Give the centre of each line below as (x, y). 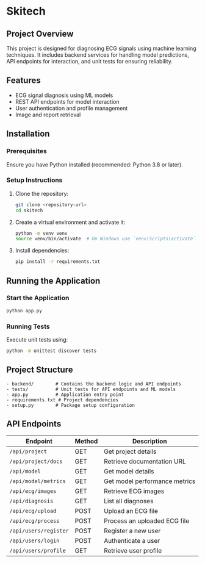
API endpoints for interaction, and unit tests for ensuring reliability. (89, 61)
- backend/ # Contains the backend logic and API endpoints (94, 384)
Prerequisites (27, 151)
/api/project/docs (36, 461)
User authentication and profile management (71, 108)
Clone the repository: (42, 193)
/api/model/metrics (38, 481)
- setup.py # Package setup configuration (71, 405)
